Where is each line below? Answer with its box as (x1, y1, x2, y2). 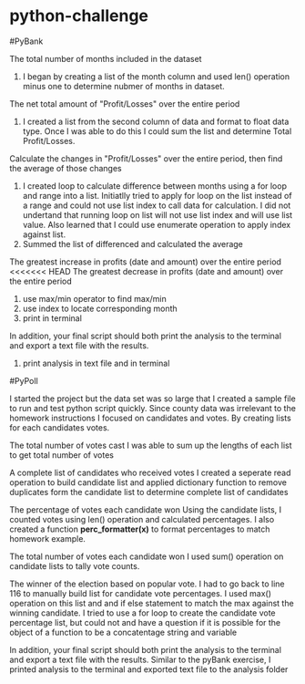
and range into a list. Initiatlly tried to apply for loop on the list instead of (22, 190, 293, 201)
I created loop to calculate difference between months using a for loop (22, 180, 287, 192)
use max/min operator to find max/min (22, 293, 167, 304)
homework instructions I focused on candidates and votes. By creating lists (9, 412, 291, 423)
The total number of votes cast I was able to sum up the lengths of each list (9, 440, 293, 451)
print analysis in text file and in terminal (22, 358, 170, 368)
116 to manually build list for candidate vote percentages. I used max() (9, 587, 271, 598)
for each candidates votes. (9, 421, 110, 433)
